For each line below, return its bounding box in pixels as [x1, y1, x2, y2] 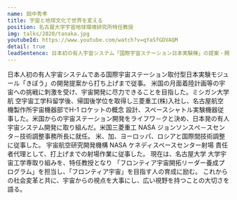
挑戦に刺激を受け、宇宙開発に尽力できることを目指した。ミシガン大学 [25, 88, 230, 96]
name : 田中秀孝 [7, 10, 48, 18]
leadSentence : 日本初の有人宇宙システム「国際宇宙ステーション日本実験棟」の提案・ [7, 50, 225, 57]
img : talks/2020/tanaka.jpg [7, 30, 90, 37]
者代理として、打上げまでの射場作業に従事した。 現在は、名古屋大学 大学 [7, 149, 221, 158]
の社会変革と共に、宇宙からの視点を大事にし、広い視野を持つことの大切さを [7, 176, 230, 184]
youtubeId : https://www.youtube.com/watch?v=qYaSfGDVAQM [7, 37, 178, 44]
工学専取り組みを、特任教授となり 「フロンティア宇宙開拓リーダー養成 [13, 158, 219, 167]
